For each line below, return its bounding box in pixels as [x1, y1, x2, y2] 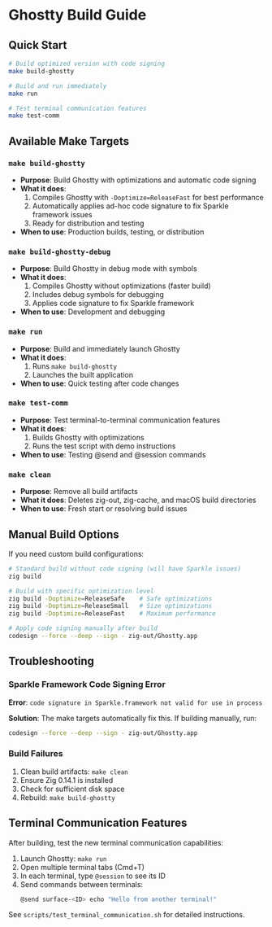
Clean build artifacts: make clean [19, 767, 128, 776]
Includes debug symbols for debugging [32, 290, 165, 300]
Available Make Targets [8, 134, 130, 148]
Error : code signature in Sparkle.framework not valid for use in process [8, 697, 263, 707]
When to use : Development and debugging [19, 307, 166, 317]
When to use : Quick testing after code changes [19, 378, 179, 388]
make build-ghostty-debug [8, 247, 111, 256]
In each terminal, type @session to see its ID [19, 871, 166, 881]
